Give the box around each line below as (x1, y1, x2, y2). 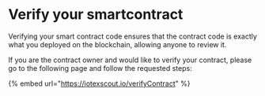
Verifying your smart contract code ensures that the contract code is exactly (8, 31, 257, 41)
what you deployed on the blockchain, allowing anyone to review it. (8, 39, 227, 49)
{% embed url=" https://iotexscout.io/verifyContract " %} (8, 79, 191, 88)
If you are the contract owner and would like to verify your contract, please (8, 55, 252, 65)
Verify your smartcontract (8, 6, 184, 24)
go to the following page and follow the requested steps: (8, 63, 192, 72)
